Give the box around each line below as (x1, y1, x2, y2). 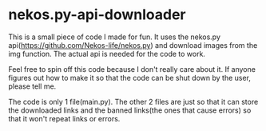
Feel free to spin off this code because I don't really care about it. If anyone (8, 64, 256, 73)
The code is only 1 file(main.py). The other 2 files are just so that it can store (8, 97, 259, 106)
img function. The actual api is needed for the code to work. (8, 49, 206, 58)
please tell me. (8, 81, 57, 91)
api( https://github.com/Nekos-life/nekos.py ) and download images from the (8, 40, 258, 50)
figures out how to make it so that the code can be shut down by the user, (8, 73, 252, 82)
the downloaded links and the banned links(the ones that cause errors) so (8, 105, 252, 115)
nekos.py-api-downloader (8, 6, 186, 24)
